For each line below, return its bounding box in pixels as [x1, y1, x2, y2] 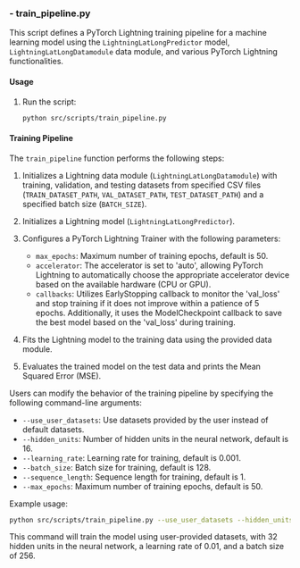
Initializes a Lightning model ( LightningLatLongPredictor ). [21, 215, 235, 226]
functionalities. [9, 56, 64, 67]
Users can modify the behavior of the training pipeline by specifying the [9, 388, 274, 398]
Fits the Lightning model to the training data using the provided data [21, 334, 272, 345]
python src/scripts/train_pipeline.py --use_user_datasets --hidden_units [9, 515, 294, 524]
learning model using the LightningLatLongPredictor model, [9, 37, 230, 47]
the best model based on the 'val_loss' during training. [35, 316, 237, 328]
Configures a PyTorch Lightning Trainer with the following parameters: [21, 233, 281, 244]
